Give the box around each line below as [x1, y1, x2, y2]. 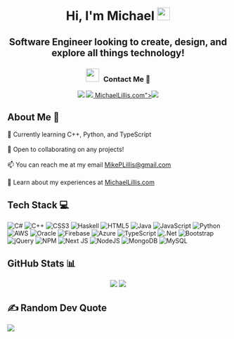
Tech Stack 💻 [7, 199, 70, 211]
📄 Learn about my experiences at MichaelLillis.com [7, 178, 155, 186]
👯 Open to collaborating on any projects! [7, 145, 124, 153]
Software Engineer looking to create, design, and [8, 36, 228, 48]
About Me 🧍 [7, 111, 60, 123]
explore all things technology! [51, 46, 185, 59]
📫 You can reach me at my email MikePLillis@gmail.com [7, 160, 171, 169]
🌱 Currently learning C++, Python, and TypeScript [7, 130, 152, 139]
